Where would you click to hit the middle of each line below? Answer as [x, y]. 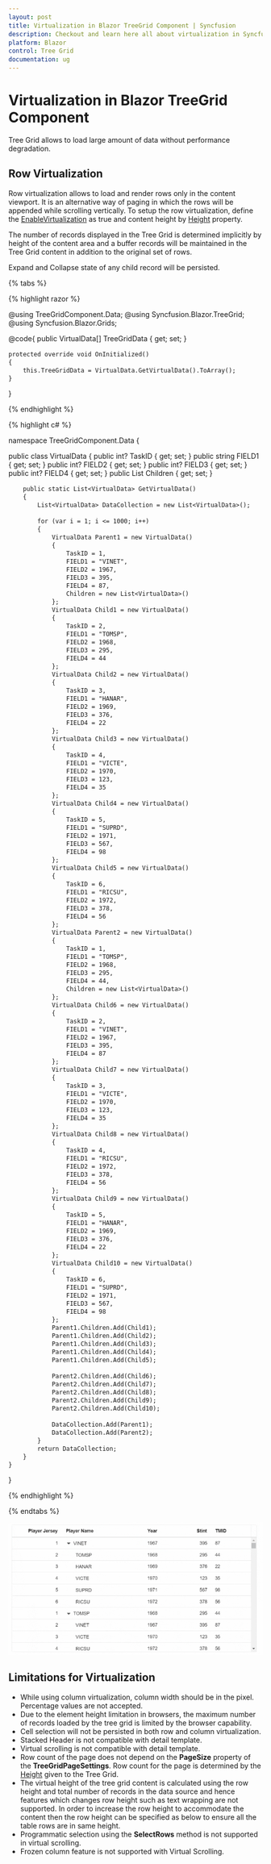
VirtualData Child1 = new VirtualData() [120, 610]
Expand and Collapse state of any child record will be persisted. [114, 267]
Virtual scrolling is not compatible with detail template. [110, 1748]
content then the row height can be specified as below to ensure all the [138, 1817]
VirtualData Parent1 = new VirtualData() [122, 537]
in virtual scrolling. [51, 1842]
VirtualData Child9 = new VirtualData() [120, 1199]
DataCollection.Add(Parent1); [102, 1424]
